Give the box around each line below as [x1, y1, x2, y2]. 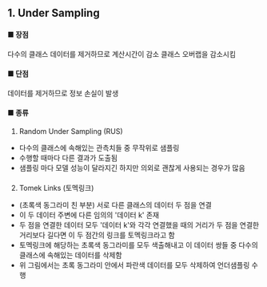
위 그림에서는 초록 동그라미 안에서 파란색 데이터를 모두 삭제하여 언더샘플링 [18, 260, 250, 269]
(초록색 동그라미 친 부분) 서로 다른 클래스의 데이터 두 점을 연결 [18, 200, 213, 209]
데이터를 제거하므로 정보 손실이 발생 [7, 88, 119, 98]
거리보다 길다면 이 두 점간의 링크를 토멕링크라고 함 [18, 230, 175, 240]
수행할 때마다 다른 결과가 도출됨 [18, 153, 118, 163]
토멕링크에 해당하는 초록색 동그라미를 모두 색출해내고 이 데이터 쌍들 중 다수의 [18, 240, 259, 249]
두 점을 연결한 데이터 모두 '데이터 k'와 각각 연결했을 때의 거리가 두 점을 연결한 [18, 220, 260, 229]
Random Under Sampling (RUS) [18, 127, 123, 135]
